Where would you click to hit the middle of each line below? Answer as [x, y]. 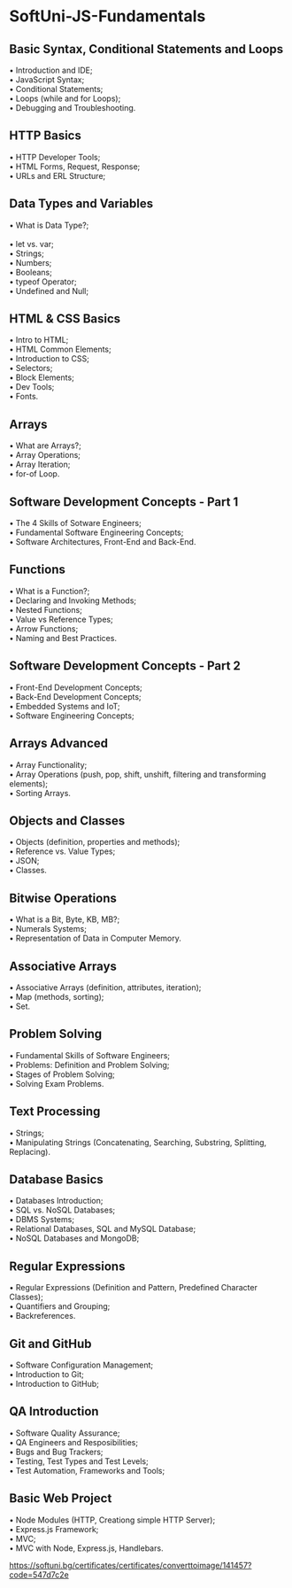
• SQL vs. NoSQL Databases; [62, 1210]
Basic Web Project [61, 1499]
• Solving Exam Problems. [57, 1083]
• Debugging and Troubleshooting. [73, 108]
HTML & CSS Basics [65, 319]
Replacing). [30, 1151]
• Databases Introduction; [56, 1201]
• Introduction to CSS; [50, 359]
